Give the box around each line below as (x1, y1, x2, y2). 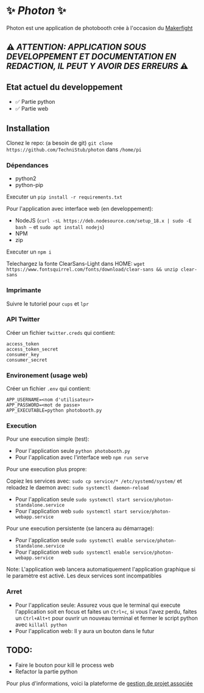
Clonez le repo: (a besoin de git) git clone (6, 139, 113, 147)
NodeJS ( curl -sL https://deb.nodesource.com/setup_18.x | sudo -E (15, 217, 192, 224)
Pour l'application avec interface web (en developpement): (6, 205, 153, 213)
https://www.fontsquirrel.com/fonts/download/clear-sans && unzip (6, 266, 178, 273)
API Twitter (6, 315, 40, 324)
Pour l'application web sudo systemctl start (15, 508, 128, 515)
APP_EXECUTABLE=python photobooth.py (6, 408, 102, 414)
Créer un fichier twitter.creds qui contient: (6, 329, 116, 336)
